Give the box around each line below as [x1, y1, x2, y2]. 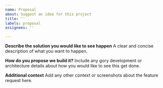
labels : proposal [5, 21, 41, 26]
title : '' [5, 16, 26, 21]
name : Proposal [5, 7, 37, 12]
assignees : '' [5, 25, 35, 30]
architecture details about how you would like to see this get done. [5, 63, 140, 69]
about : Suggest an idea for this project [5, 12, 92, 17]
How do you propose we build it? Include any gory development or [5, 58, 142, 64]
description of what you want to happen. [5, 48, 88, 54]
